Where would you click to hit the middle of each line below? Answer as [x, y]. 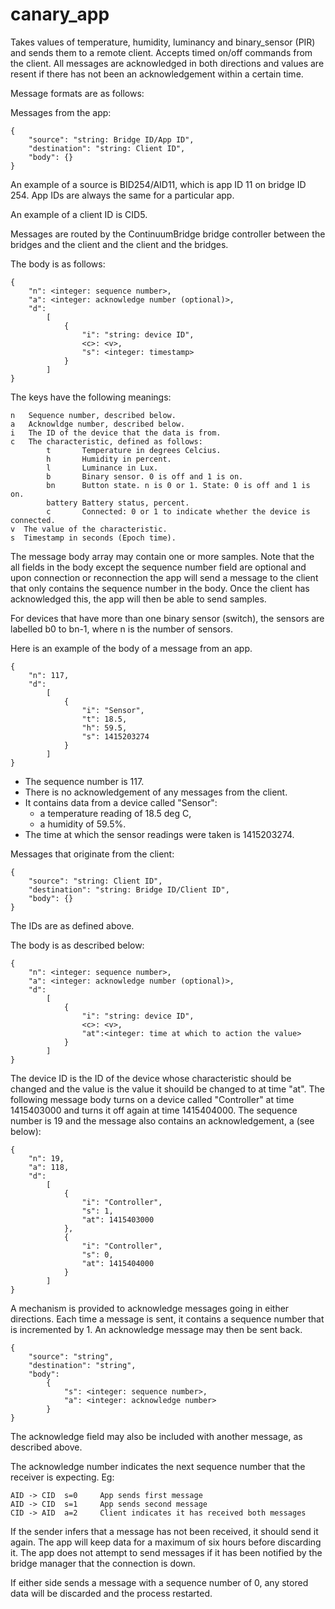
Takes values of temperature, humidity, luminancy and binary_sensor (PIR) [163, 42]
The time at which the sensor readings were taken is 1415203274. [159, 834]
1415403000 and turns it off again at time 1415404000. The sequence [154, 1110]
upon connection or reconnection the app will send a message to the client [164, 577]
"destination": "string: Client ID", [107, 148]
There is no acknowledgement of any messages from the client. [156, 792]
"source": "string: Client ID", [95, 881]
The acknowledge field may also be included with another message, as [156, 1436]
